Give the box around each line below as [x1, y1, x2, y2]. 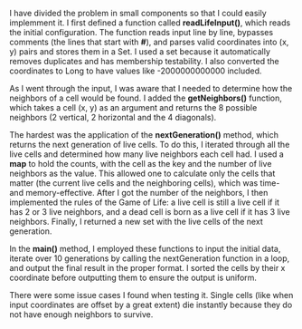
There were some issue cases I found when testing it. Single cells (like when [9, 290, 294, 300]
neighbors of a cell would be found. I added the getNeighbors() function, [9, 92, 283, 103]
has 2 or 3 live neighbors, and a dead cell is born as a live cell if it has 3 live [9, 207, 291, 217]
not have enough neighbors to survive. [9, 309, 154, 320]
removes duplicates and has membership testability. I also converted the [9, 56, 280, 66]
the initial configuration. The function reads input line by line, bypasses [9, 27, 274, 37]
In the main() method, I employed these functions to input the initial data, [9, 244, 281, 254]
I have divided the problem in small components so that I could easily [9, 8, 267, 18]
